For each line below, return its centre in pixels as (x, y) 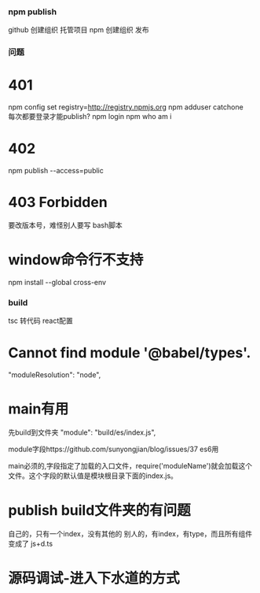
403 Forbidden (58, 202)
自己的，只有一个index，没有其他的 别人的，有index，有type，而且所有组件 (130, 534)
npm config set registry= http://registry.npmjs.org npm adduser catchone (126, 107)
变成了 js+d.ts (31, 544)
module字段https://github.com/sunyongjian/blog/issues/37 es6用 (114, 449)
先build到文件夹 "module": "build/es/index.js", (82, 432)
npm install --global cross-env (57, 282)
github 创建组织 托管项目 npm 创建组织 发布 (79, 30)
